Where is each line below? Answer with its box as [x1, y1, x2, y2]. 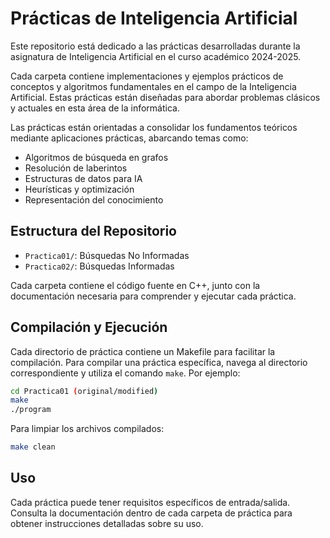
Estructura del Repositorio [10, 223, 177, 240]
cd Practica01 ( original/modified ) [10, 386, 159, 396]
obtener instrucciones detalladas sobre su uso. [10, 517, 204, 529]
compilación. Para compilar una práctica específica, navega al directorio [10, 356, 308, 368]
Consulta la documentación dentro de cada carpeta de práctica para [10, 507, 293, 519]
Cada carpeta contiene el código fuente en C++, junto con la [10, 279, 261, 291]
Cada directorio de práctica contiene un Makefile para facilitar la [10, 345, 276, 357]
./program [10, 405, 52, 415]
